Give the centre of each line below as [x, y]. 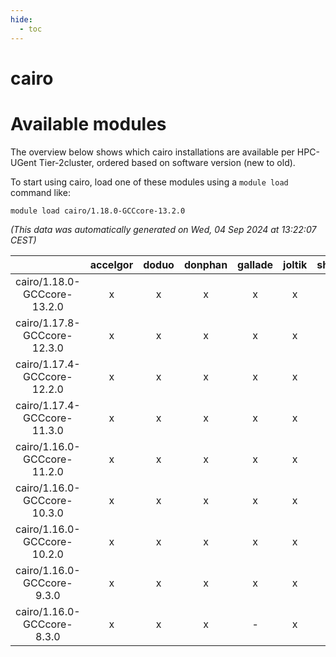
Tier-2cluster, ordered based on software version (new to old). [167, 162]
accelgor [111, 264]
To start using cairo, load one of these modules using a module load [149, 182]
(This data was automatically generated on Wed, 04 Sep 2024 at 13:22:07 [163, 229]
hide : [21, 19]
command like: [40, 192]
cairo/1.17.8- [48, 323]
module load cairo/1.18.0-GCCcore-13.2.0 [98, 211]
